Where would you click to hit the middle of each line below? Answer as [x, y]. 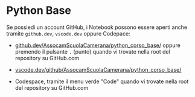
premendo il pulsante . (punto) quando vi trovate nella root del [92, 51]
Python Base [39, 11]
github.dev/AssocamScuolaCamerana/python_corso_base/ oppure [98, 45]
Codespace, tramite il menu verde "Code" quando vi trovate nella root [102, 81]
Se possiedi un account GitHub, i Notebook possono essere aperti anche [97, 27]
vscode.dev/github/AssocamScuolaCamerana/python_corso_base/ [98, 69]
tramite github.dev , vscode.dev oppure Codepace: [69, 33]
